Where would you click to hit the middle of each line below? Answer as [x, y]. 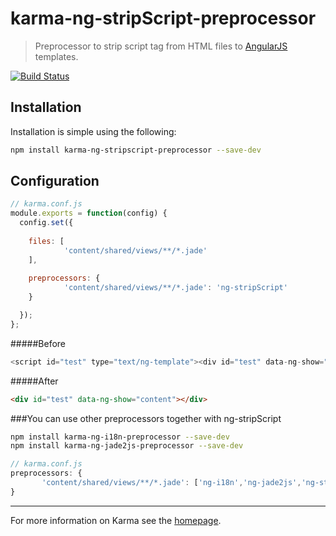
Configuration [55, 181]
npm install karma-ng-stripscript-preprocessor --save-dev [136, 150]
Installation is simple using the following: [93, 131]
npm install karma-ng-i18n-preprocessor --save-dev [120, 437]
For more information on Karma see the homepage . [116, 520]
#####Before [38, 343]
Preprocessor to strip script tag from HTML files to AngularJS [161, 46]
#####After [34, 381]
